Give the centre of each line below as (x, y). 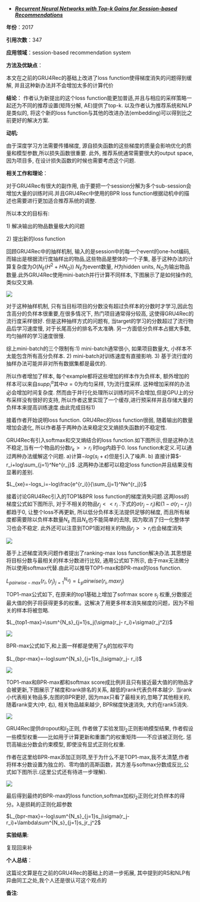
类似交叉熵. (20, 282)
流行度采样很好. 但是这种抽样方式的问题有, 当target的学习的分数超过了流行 (97, 321)
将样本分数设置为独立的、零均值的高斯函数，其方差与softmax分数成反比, (95, 764)
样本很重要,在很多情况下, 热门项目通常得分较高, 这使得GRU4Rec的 (113, 314)
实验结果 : (18, 835)
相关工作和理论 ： (27, 173)
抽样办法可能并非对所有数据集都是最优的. (57, 363)
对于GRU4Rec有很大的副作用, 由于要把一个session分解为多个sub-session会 (99, 186)
